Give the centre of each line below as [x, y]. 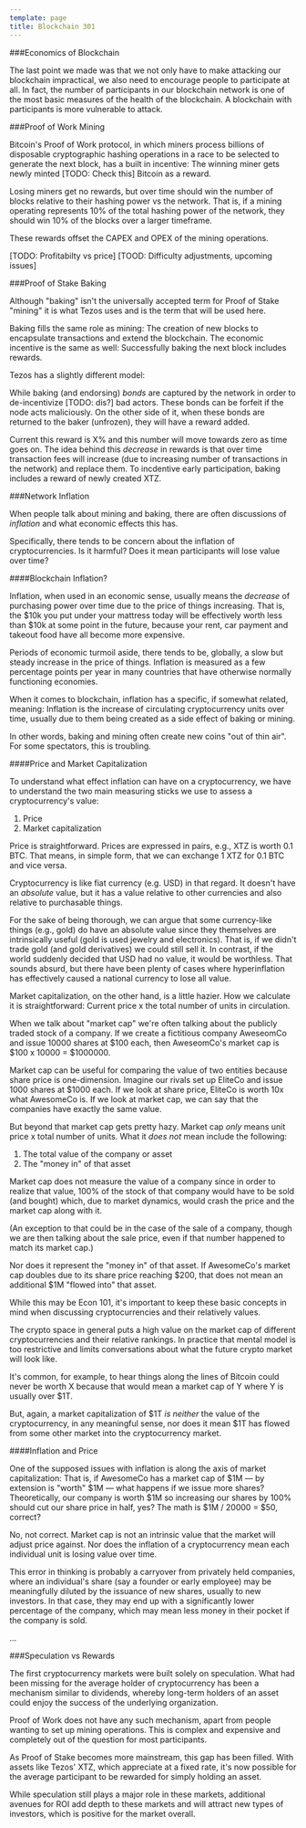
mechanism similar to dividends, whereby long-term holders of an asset [144, 1692]
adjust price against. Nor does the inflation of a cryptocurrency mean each [149, 1544]
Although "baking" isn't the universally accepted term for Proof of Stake [144, 300]
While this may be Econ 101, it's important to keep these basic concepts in [148, 1302]
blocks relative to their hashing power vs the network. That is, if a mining [146, 201]
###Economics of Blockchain [65, 52]
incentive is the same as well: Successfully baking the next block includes [148, 347]
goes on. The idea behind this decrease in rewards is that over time [136, 449]
